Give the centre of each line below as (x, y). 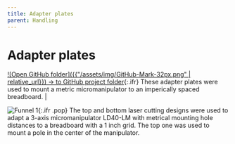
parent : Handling (33, 20)
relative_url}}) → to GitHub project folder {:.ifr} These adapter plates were (113, 82)
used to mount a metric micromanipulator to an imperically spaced (103, 89)
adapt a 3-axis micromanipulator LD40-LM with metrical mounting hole (110, 118)
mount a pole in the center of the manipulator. (74, 133)
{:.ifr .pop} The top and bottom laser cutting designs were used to (133, 110)
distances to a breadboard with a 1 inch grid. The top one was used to (108, 125)
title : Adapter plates (40, 14)
